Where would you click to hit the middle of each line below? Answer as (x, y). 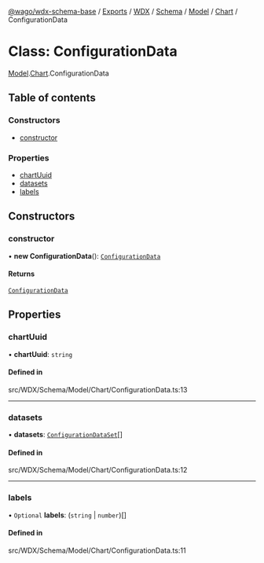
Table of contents (52, 98)
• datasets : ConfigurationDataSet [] (66, 434)
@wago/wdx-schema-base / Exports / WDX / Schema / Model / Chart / (123, 11)
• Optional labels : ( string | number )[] (68, 515)
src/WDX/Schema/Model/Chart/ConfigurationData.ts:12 (98, 470)
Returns (22, 274)
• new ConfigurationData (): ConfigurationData (84, 256)
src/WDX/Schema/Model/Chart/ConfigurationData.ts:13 (98, 389)
